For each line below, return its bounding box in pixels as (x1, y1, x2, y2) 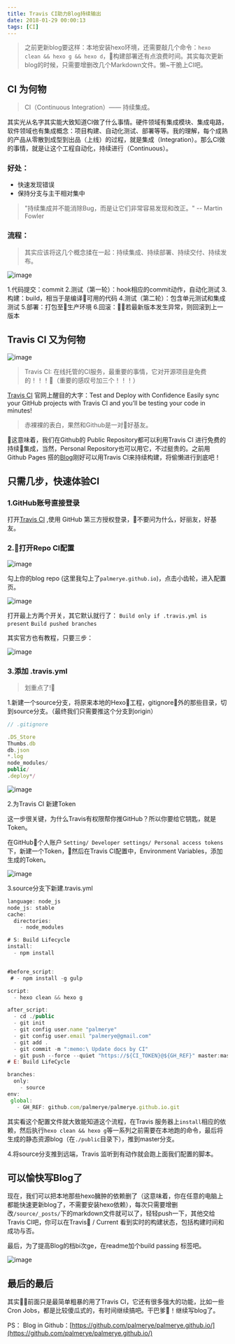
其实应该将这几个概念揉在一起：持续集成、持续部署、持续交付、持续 (24, 248, 221, 256)
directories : (13, 917, 52, 924)
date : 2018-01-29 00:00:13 (7, 17, 86, 24)
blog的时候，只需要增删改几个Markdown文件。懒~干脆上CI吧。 (24, 61, 207, 69)
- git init (13, 1020, 45, 1027)
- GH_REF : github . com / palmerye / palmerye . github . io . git (16, 1103, 180, 1110)
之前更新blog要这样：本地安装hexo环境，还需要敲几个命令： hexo (24, 43, 211, 52)
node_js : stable (7, 904, 55, 911)
